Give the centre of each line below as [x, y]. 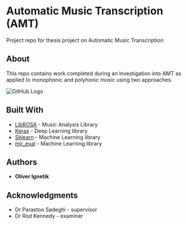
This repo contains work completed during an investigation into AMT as [94, 73]
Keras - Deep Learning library [51, 131]
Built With [25, 110]
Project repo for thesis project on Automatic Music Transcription [85, 40]
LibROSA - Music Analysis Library [56, 124]
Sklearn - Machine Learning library [57, 137]
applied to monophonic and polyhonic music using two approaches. [89, 79]
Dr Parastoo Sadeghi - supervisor [56, 209]
